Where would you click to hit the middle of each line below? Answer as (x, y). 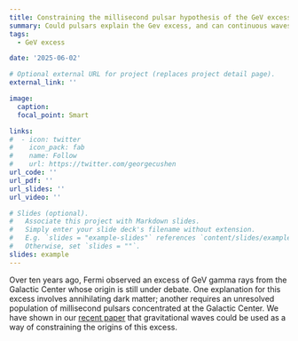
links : (21, 131)
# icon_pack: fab (47, 147)
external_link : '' (43, 83)
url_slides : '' (37, 189)
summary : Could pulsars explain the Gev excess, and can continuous (138, 26)
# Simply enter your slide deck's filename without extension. (132, 230)
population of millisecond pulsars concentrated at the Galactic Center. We (144, 308)
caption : (33, 107)
